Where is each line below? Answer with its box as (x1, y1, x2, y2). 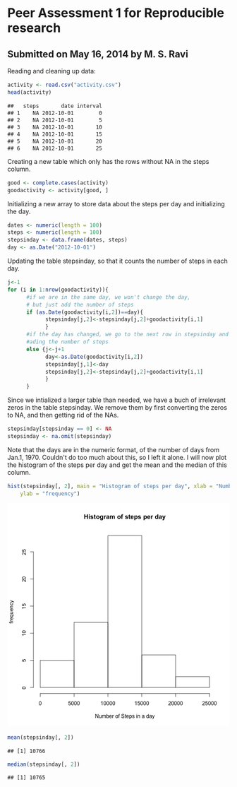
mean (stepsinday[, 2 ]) (7, 733, 74, 741)
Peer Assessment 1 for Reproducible (7, 5, 224, 21)
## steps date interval (7, 102, 102, 110)
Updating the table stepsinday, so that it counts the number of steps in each (7, 256, 228, 265)
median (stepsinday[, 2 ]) (7, 761, 80, 768)
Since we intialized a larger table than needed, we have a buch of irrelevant (7, 396, 226, 404)
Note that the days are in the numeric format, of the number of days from (7, 445, 220, 454)
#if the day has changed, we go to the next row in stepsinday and (25, 331, 229, 338)
